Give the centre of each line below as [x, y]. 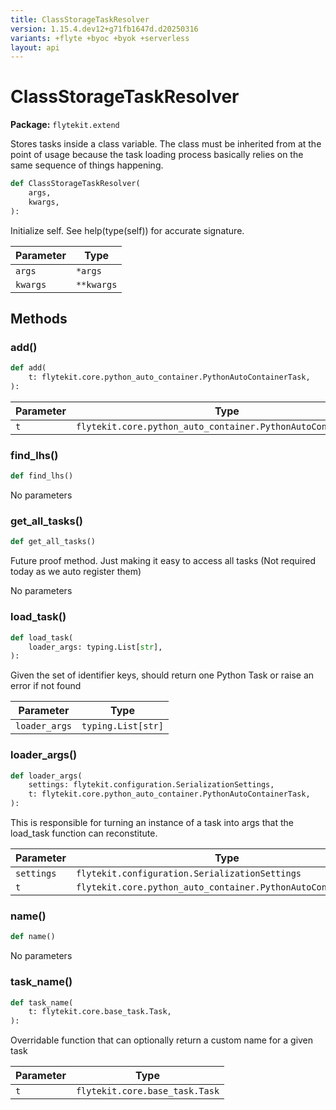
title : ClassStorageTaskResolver [80, 19]
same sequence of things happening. [87, 165]
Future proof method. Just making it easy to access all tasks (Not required [163, 561]
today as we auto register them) [76, 572]
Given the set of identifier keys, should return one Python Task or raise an [162, 675]
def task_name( [42, 1002]
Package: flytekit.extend [65, 125]
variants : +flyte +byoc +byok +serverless [100, 38]
